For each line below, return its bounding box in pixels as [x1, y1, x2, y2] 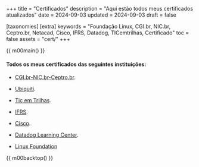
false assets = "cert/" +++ [6, 36, 70, 42]
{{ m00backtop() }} [6, 155, 54, 162]
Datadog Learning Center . [14, 131, 79, 138]
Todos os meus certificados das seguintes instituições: [6, 61, 147, 68]
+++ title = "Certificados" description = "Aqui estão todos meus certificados [6, 5, 194, 12]
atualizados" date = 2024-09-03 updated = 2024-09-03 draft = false [6, 11, 177, 18]
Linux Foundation [14, 143, 58, 150]
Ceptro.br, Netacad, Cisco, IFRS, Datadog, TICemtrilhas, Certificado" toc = [6, 29, 189, 36]
